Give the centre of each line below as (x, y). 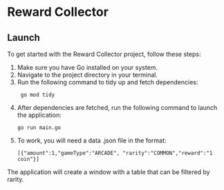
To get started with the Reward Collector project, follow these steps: (104, 54)
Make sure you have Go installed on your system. (87, 67)
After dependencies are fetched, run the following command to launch (117, 107)
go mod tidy (38, 95)
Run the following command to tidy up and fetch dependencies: (108, 82)
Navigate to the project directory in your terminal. (87, 75)
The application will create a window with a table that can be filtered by (109, 172)
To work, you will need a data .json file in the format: (92, 140)
